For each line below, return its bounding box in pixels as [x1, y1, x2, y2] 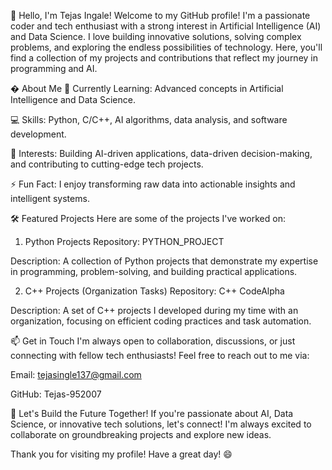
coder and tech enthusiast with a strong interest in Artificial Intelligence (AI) [10, 20, 322, 32]
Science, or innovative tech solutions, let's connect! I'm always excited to [10, 418, 312, 430]
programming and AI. [10, 63, 98, 74]
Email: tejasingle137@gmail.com [10, 369, 142, 380]
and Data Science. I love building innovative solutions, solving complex [10, 31, 302, 42]
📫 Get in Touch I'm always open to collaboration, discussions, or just [10, 335, 296, 347]
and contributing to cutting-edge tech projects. [10, 158, 204, 170]
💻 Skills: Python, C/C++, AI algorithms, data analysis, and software [10, 114, 288, 125]
